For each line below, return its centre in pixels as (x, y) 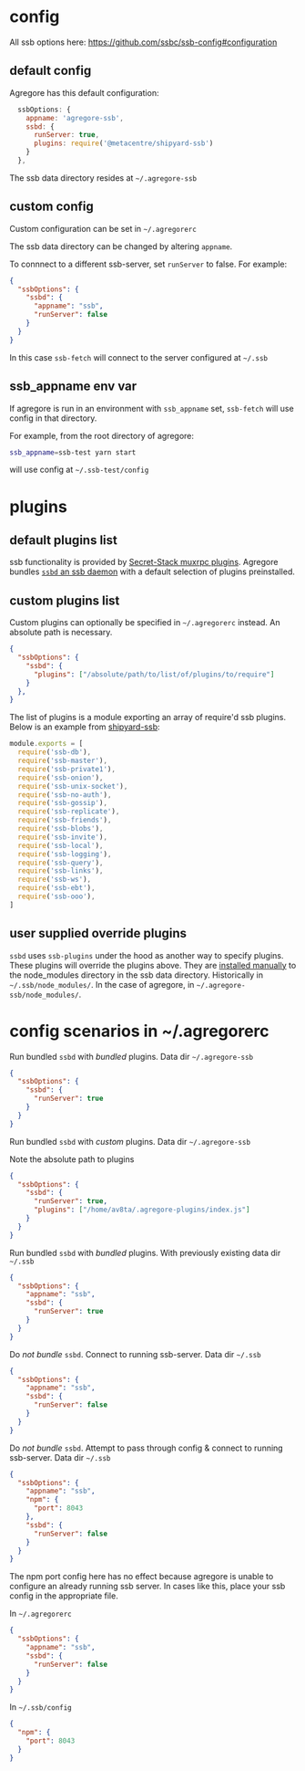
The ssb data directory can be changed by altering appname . (121, 246)
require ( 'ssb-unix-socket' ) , (73, 786)
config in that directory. (53, 418)
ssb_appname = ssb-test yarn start (73, 452)
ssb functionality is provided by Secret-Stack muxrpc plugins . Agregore (144, 562)
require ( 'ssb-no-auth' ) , (65, 795)
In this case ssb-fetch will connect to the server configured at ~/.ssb (139, 357)
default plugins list (64, 540)
